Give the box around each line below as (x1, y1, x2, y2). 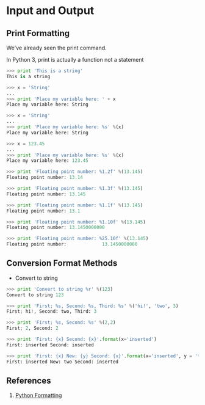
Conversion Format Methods (6, 258, 118, 269)
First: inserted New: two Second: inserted (6, 359, 119, 365)
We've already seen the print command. (6, 44, 107, 51)
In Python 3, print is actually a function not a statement (6, 56, 144, 63)
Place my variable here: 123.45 (6, 158, 88, 164)
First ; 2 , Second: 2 (6, 325, 59, 332)
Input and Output (6, 4, 95, 18)
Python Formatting (15, 392, 62, 399)
